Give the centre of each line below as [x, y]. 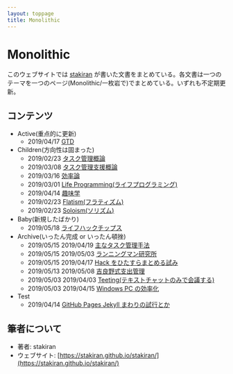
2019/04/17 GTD [51, 142]
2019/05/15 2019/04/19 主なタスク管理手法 [89, 245]
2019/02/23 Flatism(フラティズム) [76, 202]
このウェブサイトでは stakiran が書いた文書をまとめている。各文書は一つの [114, 74]
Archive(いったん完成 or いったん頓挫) [71, 237]
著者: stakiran [37, 347]
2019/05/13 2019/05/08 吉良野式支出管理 [86, 271]
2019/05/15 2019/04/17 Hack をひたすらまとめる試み [103, 263]
